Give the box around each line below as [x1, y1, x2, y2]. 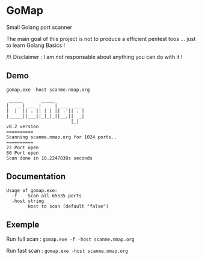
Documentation [6, 172, 66, 182]
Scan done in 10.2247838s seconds [6, 155, 93, 161]
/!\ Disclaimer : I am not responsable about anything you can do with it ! [6, 53, 183, 60]
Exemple [6, 219, 40, 229]
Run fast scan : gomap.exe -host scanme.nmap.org [6, 247, 128, 255]
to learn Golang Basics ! [6, 42, 66, 49]
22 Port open [6, 144, 39, 150]
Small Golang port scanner [6, 23, 73, 31]
